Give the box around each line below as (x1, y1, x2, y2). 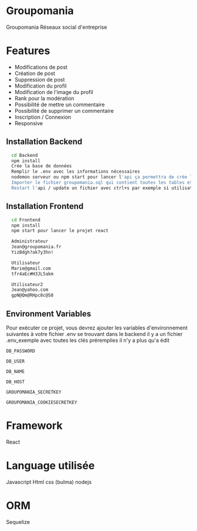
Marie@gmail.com (11, 265, 51, 271)
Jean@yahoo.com (11, 287, 49, 293)
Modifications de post (14, 63, 67, 70)
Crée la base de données (11, 163, 72, 169)
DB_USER (6, 358, 25, 364)
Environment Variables (6, 308, 91, 318)
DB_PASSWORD (6, 348, 35, 354)
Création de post (14, 69, 56, 77)
